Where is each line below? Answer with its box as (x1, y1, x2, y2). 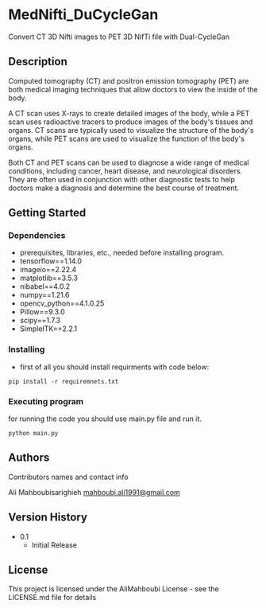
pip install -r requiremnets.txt (8, 377, 119, 385)
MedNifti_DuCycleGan (8, 6, 159, 24)
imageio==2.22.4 (19, 265, 77, 275)
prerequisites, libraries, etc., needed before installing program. (19, 248, 225, 258)
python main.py (8, 430, 59, 438)
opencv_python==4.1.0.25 (19, 298, 105, 308)
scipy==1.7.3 (19, 316, 61, 325)
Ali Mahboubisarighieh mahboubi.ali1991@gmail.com (8, 487, 180, 497)
